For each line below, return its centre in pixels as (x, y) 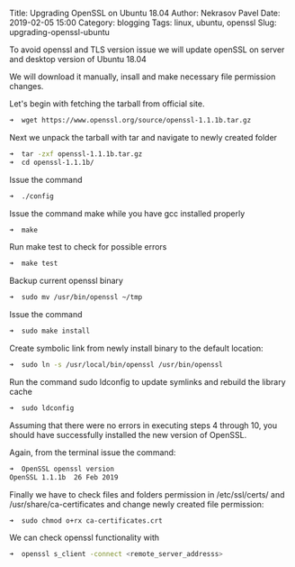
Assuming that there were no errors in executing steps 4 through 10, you (143, 425)
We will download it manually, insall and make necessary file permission (143, 77)
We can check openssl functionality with (85, 538)
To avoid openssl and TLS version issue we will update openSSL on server (147, 50)
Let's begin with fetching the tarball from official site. (107, 104)
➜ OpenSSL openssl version (62, 469)
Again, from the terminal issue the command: (93, 452)
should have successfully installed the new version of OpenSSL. (128, 434)
